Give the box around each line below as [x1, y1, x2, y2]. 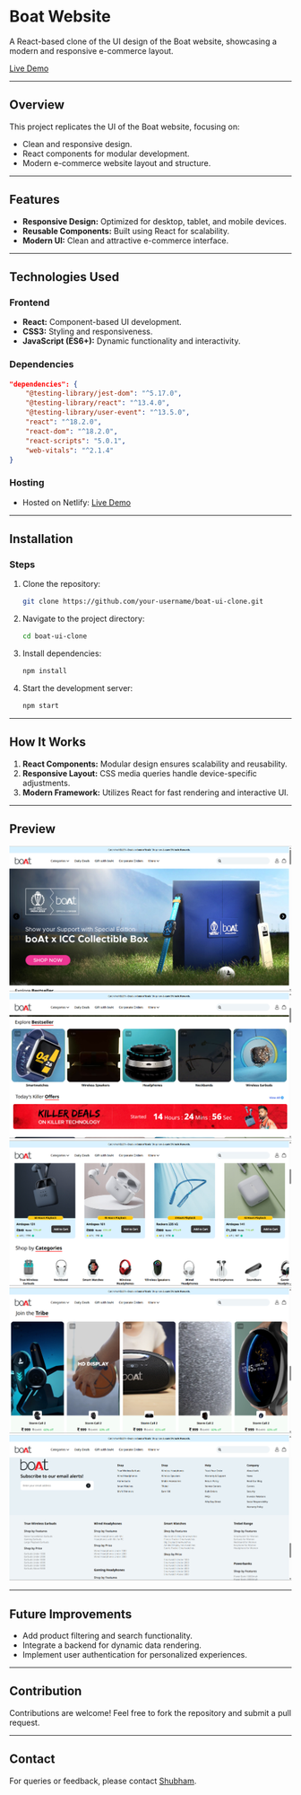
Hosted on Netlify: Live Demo [21, 496, 132, 508]
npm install [21, 667, 67, 676]
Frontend [9, 296, 50, 309]
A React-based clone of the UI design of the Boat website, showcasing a [9, 36, 278, 47]
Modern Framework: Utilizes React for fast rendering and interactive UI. [21, 787, 289, 798]
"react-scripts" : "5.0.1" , [25, 436, 126, 445]
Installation [9, 531, 73, 547]
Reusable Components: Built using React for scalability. [21, 225, 230, 236]
